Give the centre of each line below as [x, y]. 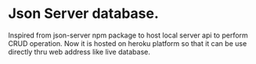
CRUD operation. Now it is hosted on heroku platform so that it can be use [128, 43]
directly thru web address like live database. [79, 52]
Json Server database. [83, 14]
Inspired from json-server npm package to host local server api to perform [128, 35]
